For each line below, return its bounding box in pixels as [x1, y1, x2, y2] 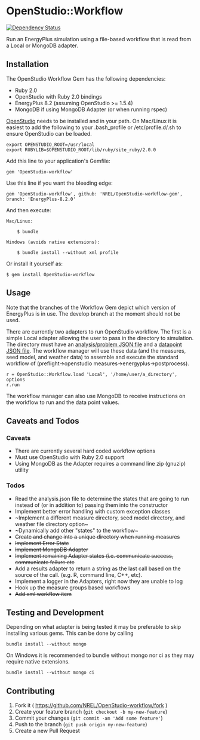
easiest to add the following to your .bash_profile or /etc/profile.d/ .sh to [6, 124, 181, 131]
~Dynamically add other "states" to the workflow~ [14, 527, 139, 534]
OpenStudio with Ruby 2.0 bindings [14, 93, 103, 100]
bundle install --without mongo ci [6, 669, 95, 676]
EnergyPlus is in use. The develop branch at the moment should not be [6, 310, 180, 317]
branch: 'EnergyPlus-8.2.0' [6, 196, 76, 202]
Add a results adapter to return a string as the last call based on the [14, 565, 181, 572]
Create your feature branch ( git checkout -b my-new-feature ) [14, 708, 168, 715]
